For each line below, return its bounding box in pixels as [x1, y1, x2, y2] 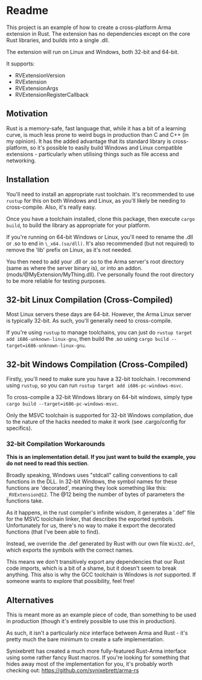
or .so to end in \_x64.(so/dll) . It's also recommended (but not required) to [6, 240, 195, 247]
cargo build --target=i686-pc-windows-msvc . [6, 400, 119, 408]
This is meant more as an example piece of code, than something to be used [6, 611, 197, 618]
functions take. [6, 497, 43, 504]
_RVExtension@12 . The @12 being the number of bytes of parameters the [6, 491, 185, 498]
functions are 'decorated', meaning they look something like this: [6, 484, 167, 492]
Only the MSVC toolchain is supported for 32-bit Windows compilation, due [6, 412, 194, 419]
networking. [6, 157, 36, 164]
